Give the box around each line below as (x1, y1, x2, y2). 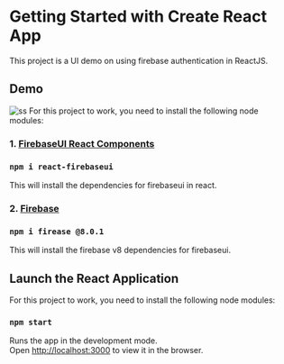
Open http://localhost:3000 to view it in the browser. (9, 345, 204, 356)
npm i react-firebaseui (9, 161, 115, 172)
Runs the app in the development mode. (9, 335, 158, 346)
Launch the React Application (9, 270, 179, 286)
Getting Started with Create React (9, 6, 268, 27)
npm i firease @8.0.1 (9, 226, 105, 236)
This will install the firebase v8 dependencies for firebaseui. (9, 245, 232, 256)
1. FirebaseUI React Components (9, 137, 155, 150)
